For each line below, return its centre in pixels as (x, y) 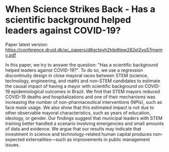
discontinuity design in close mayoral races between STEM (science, (77, 75)
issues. (13, 144)
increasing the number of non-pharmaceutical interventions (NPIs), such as (84, 102)
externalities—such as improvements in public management (88, 139)
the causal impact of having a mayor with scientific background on (74, 86)
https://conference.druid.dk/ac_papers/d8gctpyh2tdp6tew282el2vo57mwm (84, 50)
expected (15, 139)
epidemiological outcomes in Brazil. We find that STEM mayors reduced (85, 91)
